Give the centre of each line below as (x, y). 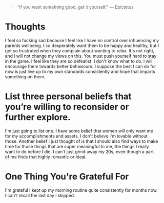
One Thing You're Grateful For (67, 177)
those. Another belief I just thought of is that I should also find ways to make (82, 141)
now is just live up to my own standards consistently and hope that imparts (80, 71)
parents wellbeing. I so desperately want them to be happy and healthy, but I (82, 45)
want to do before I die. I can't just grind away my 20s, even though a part (80, 152)
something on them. (25, 77)
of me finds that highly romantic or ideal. (46, 157)
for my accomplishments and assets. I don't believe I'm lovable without (76, 136)
